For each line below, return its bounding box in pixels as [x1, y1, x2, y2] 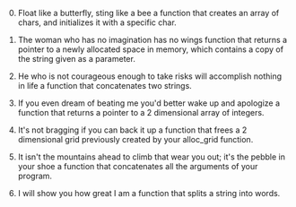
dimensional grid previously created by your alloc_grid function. [17, 134, 254, 144]
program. [17, 170, 52, 181]
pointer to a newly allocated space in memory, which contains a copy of [17, 44, 284, 55]
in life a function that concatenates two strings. [17, 81, 193, 91]
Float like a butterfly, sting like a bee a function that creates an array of [17, 8, 280, 18]
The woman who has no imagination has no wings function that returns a [17, 35, 288, 45]
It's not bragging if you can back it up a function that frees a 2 [17, 125, 248, 135]
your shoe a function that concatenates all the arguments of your [17, 161, 258, 171]
